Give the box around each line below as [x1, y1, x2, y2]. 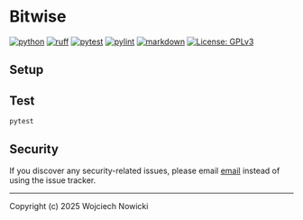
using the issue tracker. [9, 174, 96, 186]
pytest [9, 117, 34, 126]
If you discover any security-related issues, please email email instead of [9, 165, 280, 176]
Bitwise [9, 6, 67, 27]
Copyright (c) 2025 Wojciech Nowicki [9, 200, 149, 211]
